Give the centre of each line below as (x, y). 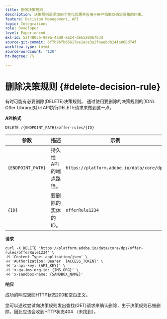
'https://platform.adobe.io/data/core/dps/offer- (91, 248)
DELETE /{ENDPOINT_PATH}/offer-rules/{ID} (50, 128)
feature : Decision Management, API (42, 19)
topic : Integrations (27, 24)
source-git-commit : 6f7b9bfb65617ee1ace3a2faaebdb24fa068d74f (71, 42)
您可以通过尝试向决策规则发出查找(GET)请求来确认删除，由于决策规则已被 (81, 306)
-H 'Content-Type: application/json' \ (46, 257)
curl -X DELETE (21, 248)
